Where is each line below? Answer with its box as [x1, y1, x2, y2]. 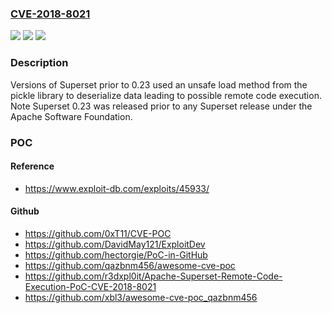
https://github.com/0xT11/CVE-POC [24, 227, 172, 239]
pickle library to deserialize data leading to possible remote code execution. [10, 89, 322, 101]
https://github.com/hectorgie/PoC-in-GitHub [24, 248, 208, 261]
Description [10, 56, 69, 70]
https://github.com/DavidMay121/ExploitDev [24, 238, 206, 250]
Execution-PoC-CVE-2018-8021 [24, 280, 157, 292]
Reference [10, 160, 55, 172]
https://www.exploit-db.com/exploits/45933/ [24, 182, 210, 194]
